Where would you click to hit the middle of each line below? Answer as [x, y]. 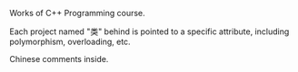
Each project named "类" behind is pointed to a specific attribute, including [149, 31]
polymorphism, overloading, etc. [70, 41]
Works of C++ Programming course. [77, 13]
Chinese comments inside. [59, 59]
